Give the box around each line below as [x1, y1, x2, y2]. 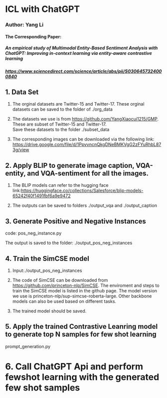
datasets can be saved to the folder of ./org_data [12, 106, 113, 113]
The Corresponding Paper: [5, 33, 62, 39]
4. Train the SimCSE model [5, 254, 90, 263]
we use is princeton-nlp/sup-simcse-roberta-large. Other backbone [12, 293, 152, 299]
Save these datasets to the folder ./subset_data [12, 127, 110, 133]
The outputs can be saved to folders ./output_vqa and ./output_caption [12, 203, 157, 209]
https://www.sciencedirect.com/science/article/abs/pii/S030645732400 [5, 68, 162, 74]
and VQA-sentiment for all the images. [27, 169, 149, 177]
